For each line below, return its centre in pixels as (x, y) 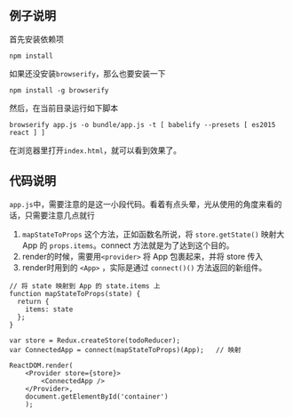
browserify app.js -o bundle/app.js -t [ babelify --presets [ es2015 (143, 124)
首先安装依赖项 (36, 39)
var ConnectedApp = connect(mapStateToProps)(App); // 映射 (125, 349)
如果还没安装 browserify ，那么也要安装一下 (87, 73)
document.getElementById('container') (97, 397)
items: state (49, 309)
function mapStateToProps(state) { (75, 293)
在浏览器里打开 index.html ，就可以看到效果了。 (95, 150)
